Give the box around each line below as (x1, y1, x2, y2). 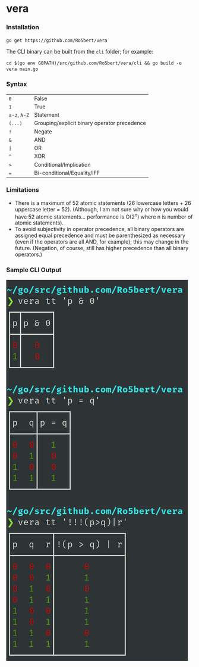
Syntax (6, 80, 27, 88)
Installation (6, 23, 40, 32)
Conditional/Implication (34, 161, 91, 168)
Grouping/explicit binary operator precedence (34, 120, 147, 127)
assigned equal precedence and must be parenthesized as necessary (14, 232, 186, 239)
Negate (34, 127, 52, 135)
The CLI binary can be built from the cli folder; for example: (6, 48, 153, 55)
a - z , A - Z (8, 111, 30, 119)
